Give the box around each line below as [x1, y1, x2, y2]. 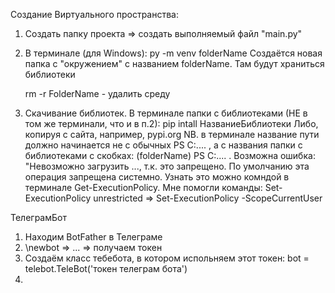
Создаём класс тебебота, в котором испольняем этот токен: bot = [24, 252, 310, 264]
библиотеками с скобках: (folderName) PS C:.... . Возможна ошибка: [24, 150, 316, 161]
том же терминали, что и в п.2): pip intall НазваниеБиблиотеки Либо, [24, 118, 319, 129]
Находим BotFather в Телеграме [24, 231, 163, 243]
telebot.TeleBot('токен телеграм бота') [24, 263, 188, 274]
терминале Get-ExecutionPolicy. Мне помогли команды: [24, 182, 263, 193]
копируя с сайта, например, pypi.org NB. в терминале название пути [24, 129, 320, 140]
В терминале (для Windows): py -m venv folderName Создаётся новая [24, 47, 323, 59]
